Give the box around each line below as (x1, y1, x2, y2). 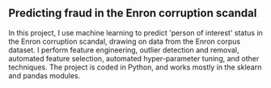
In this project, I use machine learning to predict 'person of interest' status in (8, 27, 263, 37)
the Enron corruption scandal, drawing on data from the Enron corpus (8, 36, 241, 46)
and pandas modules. (8, 70, 81, 80)
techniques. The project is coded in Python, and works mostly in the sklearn (8, 62, 262, 72)
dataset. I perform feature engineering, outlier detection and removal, (8, 44, 240, 55)
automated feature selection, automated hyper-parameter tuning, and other (8, 53, 260, 63)
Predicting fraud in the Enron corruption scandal (8, 6, 257, 20)
